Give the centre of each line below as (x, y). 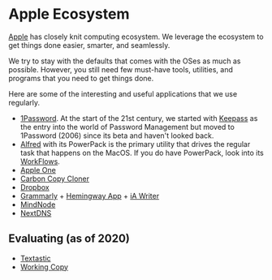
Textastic (35, 258)
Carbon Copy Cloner (54, 179)
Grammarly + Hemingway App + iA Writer (90, 196)
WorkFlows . (40, 161)
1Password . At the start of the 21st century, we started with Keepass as (139, 118)
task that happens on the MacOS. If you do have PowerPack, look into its (142, 153)
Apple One (38, 170)
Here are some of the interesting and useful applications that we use (123, 93)
